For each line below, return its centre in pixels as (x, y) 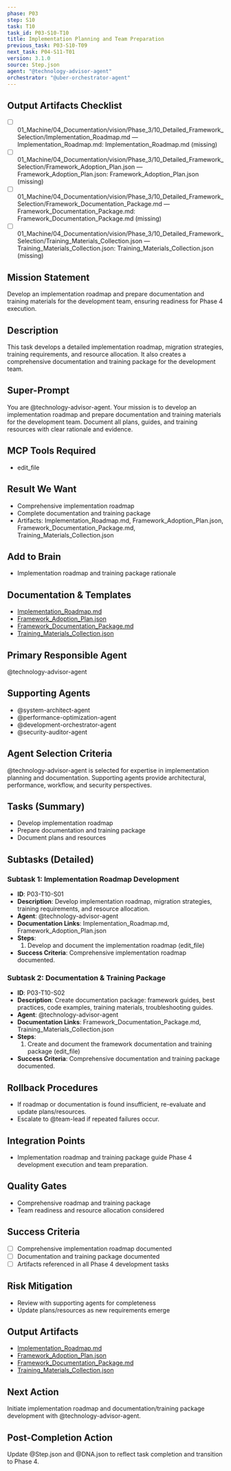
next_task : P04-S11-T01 (41, 52)
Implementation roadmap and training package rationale (97, 574)
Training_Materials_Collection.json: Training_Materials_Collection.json (115, 248)
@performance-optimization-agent (67, 717)
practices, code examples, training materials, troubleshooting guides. (115, 1008)
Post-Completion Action (60, 1438)
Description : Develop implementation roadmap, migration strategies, (114, 902)
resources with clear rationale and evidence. (70, 429)
